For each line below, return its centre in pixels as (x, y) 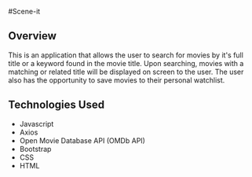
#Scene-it (24, 11)
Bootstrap (35, 149)
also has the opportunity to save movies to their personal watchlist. (117, 80)
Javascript (37, 124)
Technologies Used (56, 105)
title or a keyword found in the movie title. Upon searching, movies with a (126, 63)
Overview (33, 36)
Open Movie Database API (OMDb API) (82, 140)
